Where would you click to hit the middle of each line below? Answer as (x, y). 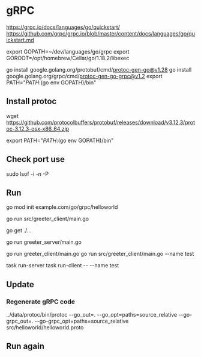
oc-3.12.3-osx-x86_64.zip (38, 129)
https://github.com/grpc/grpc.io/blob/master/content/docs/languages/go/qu (100, 33)
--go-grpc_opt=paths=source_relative (82, 321)
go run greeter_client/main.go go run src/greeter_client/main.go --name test (100, 254)
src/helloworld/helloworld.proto (45, 328)
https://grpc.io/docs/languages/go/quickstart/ (63, 27)
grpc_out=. (20, 321)
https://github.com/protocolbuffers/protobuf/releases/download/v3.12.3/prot (100, 122)
